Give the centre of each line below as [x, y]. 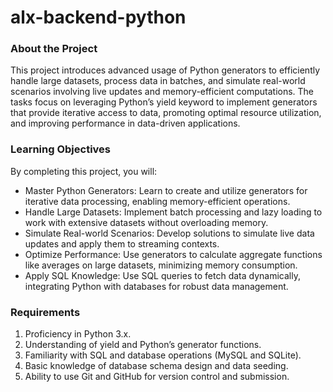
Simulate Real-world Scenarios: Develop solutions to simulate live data [169, 233]
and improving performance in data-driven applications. [125, 123]
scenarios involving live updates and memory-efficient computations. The [162, 92]
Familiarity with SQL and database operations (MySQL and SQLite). [163, 355]
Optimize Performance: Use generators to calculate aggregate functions [173, 254]
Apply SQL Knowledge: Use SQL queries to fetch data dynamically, [162, 275]
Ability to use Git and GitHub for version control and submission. [157, 377]
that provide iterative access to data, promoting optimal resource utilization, [166, 113]
